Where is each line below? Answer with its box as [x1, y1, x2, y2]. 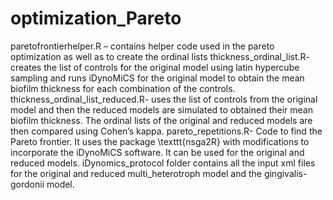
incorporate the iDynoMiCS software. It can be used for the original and [10, 146, 305, 158]
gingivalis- [263, 167, 308, 179]
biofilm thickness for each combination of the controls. [10, 82, 236, 94]
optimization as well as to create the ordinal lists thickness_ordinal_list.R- [10, 50, 311, 62]
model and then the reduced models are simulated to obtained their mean [10, 103, 313, 116]
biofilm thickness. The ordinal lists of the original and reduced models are [10, 114, 313, 126]
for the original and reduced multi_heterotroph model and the [10, 167, 262, 179]
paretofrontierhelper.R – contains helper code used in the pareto [10, 40, 275, 52]
